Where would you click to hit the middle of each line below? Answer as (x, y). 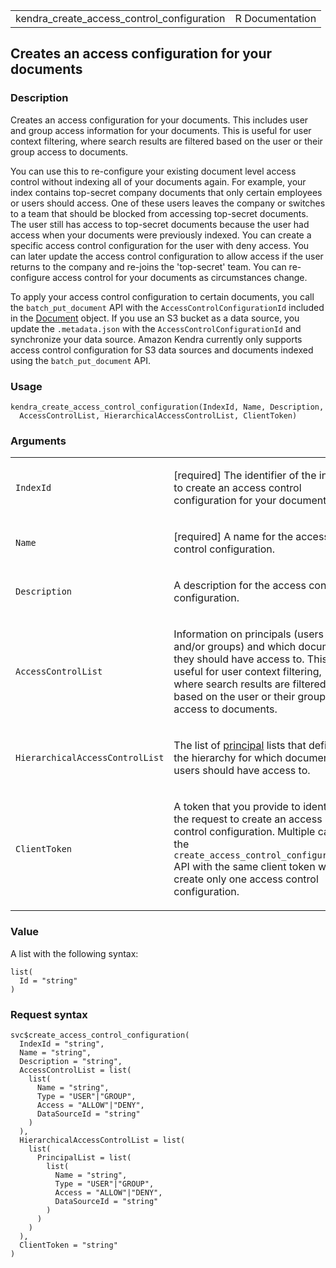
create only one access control (246, 879)
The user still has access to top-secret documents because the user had (160, 224)
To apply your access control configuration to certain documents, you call (162, 296)
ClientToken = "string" (68, 1245)
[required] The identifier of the (245, 476)
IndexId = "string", (62, 1044)
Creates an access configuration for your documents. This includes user (159, 120)
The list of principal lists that (240, 746)
